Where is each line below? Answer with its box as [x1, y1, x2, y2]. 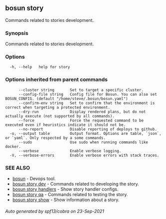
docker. [5, 144, 21, 149]
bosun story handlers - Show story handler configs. [12, 186, 119, 192]
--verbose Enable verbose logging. [18, 148, 122, 153]
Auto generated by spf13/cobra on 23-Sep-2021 [5, 208, 105, 214]
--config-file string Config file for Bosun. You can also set [18, 92, 157, 97]
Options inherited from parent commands [5, 76, 108, 83]
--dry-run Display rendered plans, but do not [18, 109, 146, 114]
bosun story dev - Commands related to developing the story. [12, 181, 140, 187]
